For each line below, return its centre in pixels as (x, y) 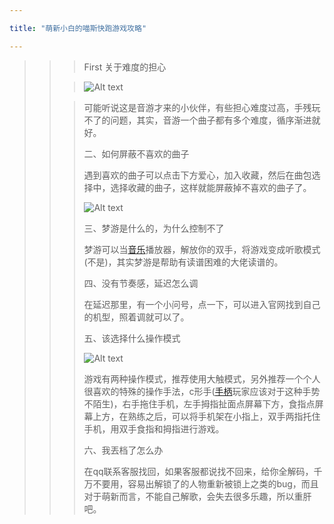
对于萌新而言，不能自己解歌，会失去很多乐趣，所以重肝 (197, 496)
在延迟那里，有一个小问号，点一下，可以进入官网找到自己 (202, 304)
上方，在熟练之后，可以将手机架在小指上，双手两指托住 (206, 416)
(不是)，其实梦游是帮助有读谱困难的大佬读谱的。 (183, 262)
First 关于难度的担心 (125, 67)
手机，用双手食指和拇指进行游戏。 (154, 428)
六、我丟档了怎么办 (123, 450)
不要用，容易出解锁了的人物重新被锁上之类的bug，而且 (205, 483)
